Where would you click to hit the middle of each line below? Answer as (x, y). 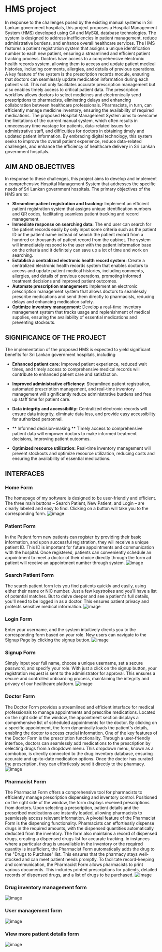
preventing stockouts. (34, 322)
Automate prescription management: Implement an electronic (75, 286)
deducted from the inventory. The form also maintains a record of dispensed (81, 834)
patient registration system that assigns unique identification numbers (81, 209)
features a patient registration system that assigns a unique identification (78, 48)
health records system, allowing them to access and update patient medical (80, 64)
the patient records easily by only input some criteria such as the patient (84, 229)
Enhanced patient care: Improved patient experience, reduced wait (79, 364)
